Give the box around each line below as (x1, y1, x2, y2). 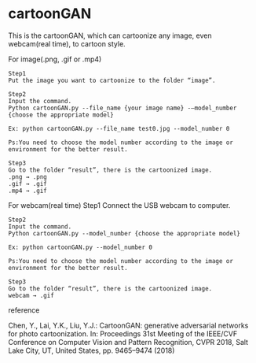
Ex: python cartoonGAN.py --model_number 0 (8, 243, 153, 251)
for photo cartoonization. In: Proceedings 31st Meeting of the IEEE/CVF (8, 328, 238, 339)
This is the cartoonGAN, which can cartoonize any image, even (8, 31, 212, 40)
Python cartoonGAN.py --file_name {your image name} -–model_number (8, 104, 237, 112)
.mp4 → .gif (8, 187, 47, 194)
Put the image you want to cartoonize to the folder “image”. (8, 76, 216, 84)
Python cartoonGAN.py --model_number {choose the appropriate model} (8, 229, 241, 237)
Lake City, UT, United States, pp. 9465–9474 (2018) (8, 346, 175, 355)
